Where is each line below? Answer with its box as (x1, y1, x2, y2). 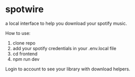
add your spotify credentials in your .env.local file (12, 45, 117, 51)
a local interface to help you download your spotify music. (5, 20, 127, 26)
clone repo (12, 40, 36, 46)
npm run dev (12, 56, 40, 62)
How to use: (5, 30, 31, 36)
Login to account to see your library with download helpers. (5, 66, 130, 72)
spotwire (5, 4, 44, 15)
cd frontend (12, 51, 38, 57)
